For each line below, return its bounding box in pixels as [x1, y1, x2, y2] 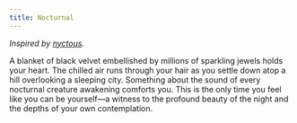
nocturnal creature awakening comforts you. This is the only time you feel [9, 83, 282, 94]
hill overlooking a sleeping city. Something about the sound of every [9, 74, 261, 85]
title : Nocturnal [9, 13, 74, 22]
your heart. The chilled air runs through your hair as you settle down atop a [9, 65, 286, 75]
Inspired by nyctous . [9, 38, 85, 48]
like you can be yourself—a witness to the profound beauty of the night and [9, 93, 289, 104]
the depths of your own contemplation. [9, 102, 153, 113]
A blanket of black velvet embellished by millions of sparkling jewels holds [9, 55, 284, 66]
